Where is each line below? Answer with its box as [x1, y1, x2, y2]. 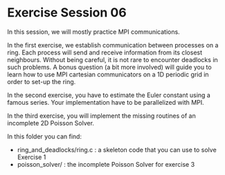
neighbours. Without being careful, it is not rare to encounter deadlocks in [7, 55, 218, 63]
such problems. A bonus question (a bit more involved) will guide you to [7, 63, 213, 71]
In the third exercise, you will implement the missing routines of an [7, 112, 196, 120]
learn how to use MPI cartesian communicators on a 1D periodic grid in [7, 70, 209, 79]
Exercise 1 [17, 153, 46, 161]
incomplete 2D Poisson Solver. [7, 119, 95, 127]
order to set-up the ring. [7, 77, 76, 85]
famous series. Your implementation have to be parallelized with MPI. [7, 98, 204, 106]
